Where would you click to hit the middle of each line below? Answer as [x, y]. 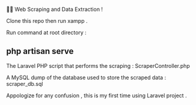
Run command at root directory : [47, 32]
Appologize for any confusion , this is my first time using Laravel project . [97, 95]
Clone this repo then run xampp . [47, 21]
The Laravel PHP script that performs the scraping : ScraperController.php [98, 65]
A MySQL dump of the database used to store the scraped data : [86, 77]
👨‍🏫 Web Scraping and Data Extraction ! [55, 9]
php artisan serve [40, 51]
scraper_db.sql [25, 83]
